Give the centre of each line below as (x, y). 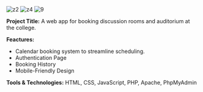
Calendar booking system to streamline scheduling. (80, 51)
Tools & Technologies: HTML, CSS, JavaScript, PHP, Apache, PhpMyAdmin (102, 83)
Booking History (35, 64)
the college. (21, 28)
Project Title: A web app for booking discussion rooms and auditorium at (98, 21)
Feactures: (20, 39)
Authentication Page (41, 58)
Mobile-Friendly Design (45, 71)
